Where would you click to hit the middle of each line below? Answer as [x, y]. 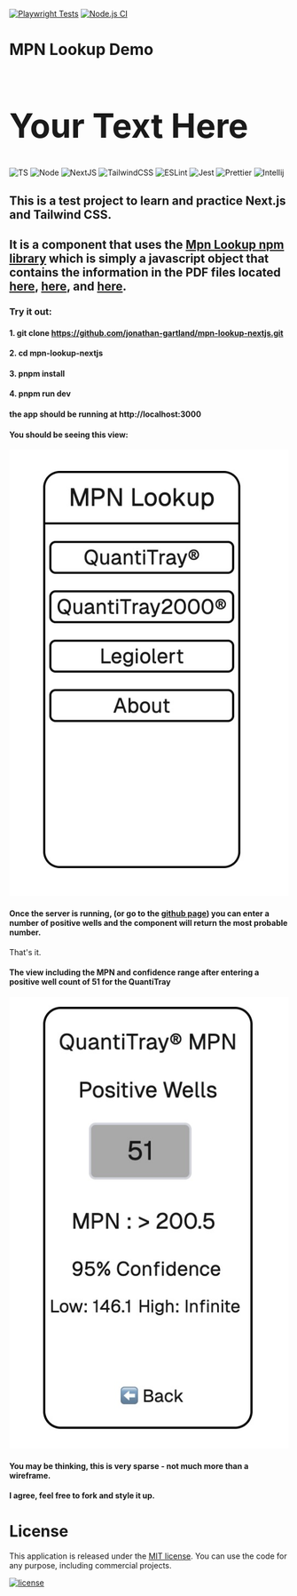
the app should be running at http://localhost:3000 [106, 414]
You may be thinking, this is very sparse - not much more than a [129, 1465]
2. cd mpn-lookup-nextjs [56, 353]
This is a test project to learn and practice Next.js [148, 200]
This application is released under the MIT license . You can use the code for [148, 1556]
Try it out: [31, 312]
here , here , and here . [68, 287]
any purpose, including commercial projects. [90, 1566]
